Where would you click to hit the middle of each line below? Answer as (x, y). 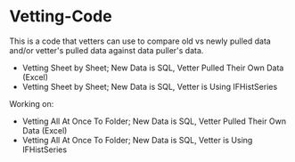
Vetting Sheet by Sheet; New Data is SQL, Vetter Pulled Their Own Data (153, 68)
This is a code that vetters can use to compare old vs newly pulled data (140, 41)
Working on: (32, 103)
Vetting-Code (61, 16)
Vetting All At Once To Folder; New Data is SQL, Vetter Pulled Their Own (154, 121)
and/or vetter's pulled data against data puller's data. (107, 50)
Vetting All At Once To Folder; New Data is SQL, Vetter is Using (137, 140)
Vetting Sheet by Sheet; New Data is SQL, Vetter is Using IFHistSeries (150, 86)
